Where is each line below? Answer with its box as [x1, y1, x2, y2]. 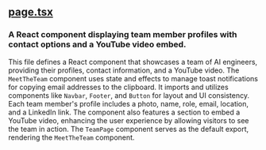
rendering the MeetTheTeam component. [8, 133, 135, 142]
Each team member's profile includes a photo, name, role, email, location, [8, 99, 249, 108]
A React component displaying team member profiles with [8, 29, 237, 40]
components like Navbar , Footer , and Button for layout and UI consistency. [8, 90, 250, 100]
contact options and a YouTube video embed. [8, 39, 187, 50]
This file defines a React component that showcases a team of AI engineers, [8, 57, 258, 66]
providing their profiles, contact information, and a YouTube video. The [8, 66, 240, 75]
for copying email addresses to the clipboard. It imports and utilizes [8, 82, 229, 92]
